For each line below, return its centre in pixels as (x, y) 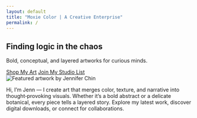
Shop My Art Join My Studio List (46, 72)
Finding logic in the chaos (54, 46)
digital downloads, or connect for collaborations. (65, 109)
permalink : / (22, 22)
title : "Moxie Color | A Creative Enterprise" (64, 17)
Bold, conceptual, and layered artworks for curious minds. (77, 61)
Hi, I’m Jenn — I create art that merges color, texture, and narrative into (93, 90)
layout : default (26, 12)
